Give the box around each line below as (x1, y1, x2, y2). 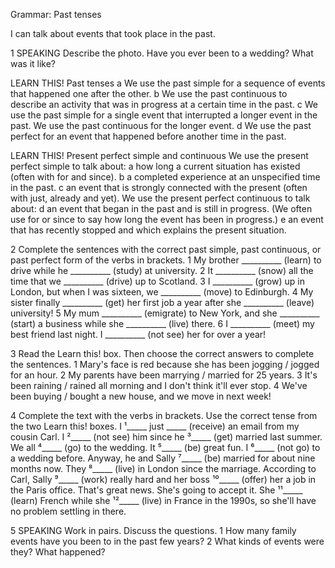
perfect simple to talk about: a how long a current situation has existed (10, 160, 301, 172)
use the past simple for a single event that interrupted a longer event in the (10, 109, 318, 121)
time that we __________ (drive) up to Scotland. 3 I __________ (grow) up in (10, 275, 305, 287)
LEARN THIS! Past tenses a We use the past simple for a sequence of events (10, 77, 326, 89)
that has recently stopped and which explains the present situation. (10, 224, 287, 236)
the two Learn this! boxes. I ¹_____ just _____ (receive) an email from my (10, 420, 300, 432)
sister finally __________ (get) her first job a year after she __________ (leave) (10, 297, 315, 308)
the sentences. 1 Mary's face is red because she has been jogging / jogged (10, 359, 320, 370)
